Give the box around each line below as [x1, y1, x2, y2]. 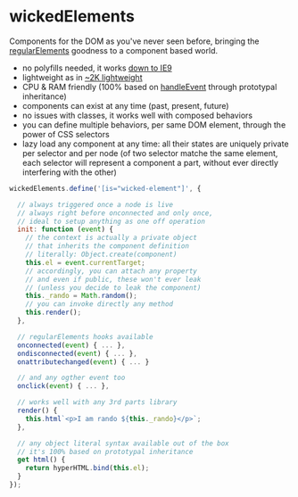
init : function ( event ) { [17, 225, 114, 234]
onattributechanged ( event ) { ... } [17, 357, 150, 367]
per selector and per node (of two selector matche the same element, [21, 147, 278, 158]
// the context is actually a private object [25, 234, 198, 243]
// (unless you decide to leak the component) [25, 283, 202, 292]
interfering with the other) [21, 167, 118, 178]
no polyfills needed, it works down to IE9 [21, 62, 172, 73]
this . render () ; [25, 308, 82, 318]
